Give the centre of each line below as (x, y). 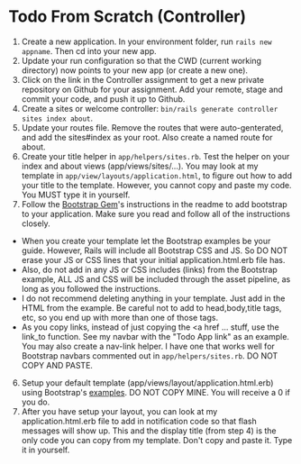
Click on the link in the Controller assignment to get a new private (143, 79)
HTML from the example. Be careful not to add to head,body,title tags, (151, 307)
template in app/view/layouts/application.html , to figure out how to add (156, 175)
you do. (36, 402)
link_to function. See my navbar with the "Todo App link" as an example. (155, 336)
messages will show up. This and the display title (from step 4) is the (149, 431)
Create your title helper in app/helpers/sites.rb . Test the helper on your (155, 156)
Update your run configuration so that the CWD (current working (141, 60)
